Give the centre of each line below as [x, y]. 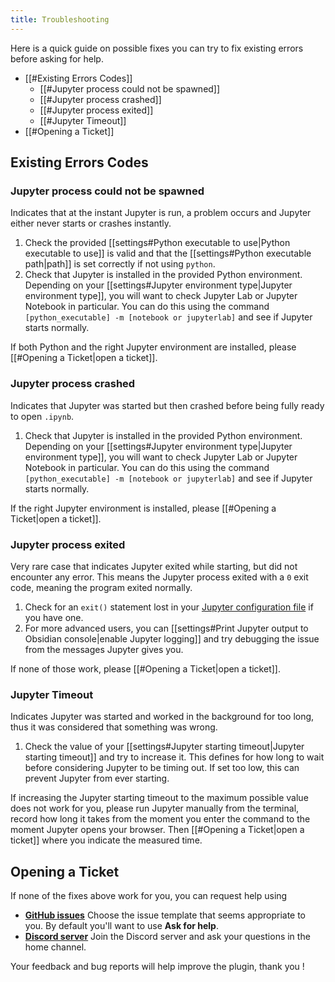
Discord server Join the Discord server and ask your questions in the [167, 937]
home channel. [55, 947]
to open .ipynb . [42, 416]
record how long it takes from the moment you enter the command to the [160, 819]
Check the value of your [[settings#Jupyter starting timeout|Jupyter [164, 747]
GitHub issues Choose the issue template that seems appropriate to [165, 915]
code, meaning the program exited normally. [101, 587]
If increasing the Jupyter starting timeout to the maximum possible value [159, 798]
